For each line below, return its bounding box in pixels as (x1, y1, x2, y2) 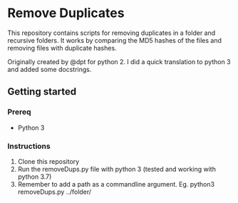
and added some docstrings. (7, 65, 92, 73)
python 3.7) (17, 172, 52, 181)
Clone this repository (17, 157, 80, 165)
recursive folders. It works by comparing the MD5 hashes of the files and (7, 36, 222, 44)
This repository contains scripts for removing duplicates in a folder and (7, 28, 216, 37)
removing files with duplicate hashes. (7, 43, 117, 52)
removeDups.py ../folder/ (17, 187, 91, 196)
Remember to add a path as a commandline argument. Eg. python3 (17, 179, 215, 188)
